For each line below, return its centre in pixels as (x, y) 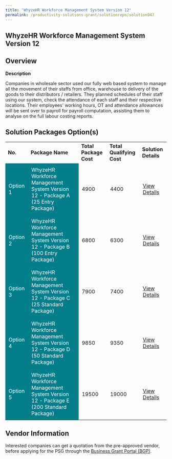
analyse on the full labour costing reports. (49, 116)
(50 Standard (47, 355)
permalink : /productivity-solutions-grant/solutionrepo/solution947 (80, 15)
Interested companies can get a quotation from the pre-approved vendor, (83, 446)
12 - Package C (51, 298)
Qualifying (122, 152)
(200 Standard (49, 407)
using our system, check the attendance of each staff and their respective (83, 99)
